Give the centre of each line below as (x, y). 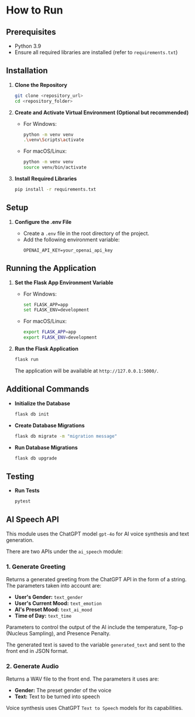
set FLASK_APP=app (46, 304)
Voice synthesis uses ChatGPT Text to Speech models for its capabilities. (95, 708)
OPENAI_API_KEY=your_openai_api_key (68, 250)
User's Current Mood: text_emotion (58, 604)
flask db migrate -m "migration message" (66, 436)
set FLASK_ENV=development (56, 310)
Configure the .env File (43, 222)
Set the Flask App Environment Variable (64, 282)
